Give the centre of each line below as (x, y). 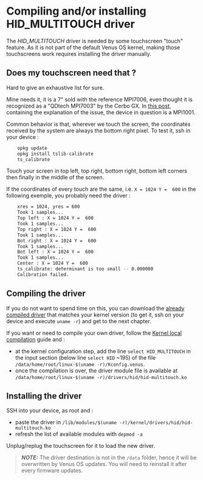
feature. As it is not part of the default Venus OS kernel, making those (93, 47)
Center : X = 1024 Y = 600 (53, 263)
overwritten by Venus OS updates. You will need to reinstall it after (104, 464)
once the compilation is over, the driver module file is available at (96, 370)
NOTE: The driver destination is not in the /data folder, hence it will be (109, 458)
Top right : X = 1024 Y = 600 (57, 229)
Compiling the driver (46, 294)
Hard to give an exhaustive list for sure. (55, 87)
